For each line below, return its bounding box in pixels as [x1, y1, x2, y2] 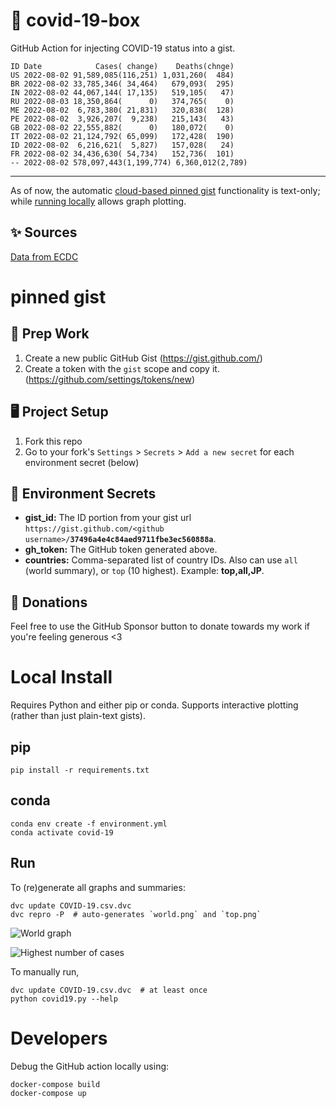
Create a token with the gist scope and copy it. [24, 362, 220, 374]
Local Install [10, 666, 113, 689]
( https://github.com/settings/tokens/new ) [24, 373, 196, 385]
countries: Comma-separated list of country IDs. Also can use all [24, 554, 298, 566]
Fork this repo [24, 435, 83, 447]
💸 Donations [10, 594, 88, 611]
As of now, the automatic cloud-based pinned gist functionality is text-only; [10, 184, 321, 196]
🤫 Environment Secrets [10, 485, 157, 502]
